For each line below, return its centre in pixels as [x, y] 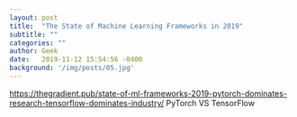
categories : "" [38, 43]
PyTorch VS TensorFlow [210, 103]
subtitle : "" [34, 34]
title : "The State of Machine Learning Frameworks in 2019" [126, 26]
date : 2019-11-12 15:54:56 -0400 [76, 59]
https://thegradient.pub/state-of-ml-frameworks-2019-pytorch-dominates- [148, 93]
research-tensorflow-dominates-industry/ [87, 103]
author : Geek [34, 51]
